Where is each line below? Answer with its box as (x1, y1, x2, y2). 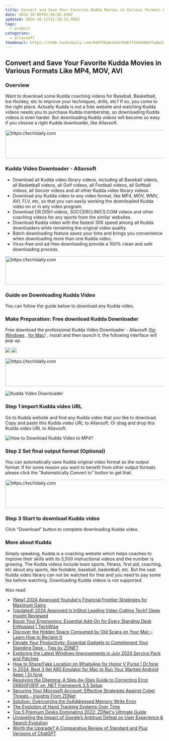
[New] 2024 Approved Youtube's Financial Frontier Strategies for (12, 597, 147, 603)
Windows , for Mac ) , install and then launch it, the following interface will (5, 332, 157, 338)
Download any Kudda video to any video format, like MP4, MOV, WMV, (12, 192, 158, 199)
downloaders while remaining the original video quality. (12, 225, 127, 231)
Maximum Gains (12, 602, 46, 608)
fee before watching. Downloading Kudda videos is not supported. (5, 577, 143, 583)
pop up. (5, 338, 22, 344)
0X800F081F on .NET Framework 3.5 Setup (12, 682, 103, 688)
